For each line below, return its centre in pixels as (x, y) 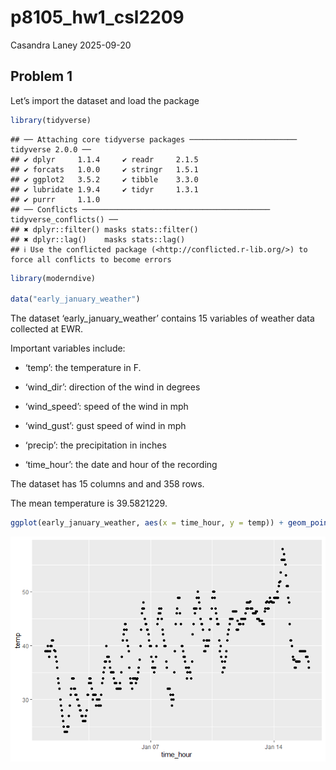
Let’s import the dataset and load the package (105, 100)
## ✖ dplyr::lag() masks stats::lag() (98, 239)
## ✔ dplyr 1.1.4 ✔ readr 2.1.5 (104, 159)
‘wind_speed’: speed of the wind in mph (106, 407)
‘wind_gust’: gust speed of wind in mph (105, 426)
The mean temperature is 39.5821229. (89, 503)
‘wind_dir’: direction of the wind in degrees (112, 387)
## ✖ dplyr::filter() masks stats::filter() (104, 229)
